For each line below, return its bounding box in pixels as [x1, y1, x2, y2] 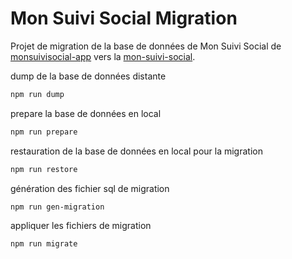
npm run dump [10, 89, 65, 99]
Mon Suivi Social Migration [10, 7, 238, 30]
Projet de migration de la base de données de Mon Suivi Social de [10, 40, 282, 52]
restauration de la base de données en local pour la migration [10, 145, 263, 157]
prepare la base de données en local [10, 107, 162, 119]
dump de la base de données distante [10, 70, 167, 82]
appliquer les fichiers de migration [10, 220, 152, 232]
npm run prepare [10, 127, 78, 137]
